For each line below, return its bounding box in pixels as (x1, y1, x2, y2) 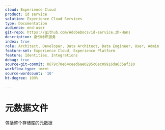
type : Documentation (5, 21, 48, 26)
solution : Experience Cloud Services (5, 16, 82, 21)
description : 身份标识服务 (5, 35, 56, 40)
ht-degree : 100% (5, 76, 38, 80)
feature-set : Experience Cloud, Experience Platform (5, 48, 115, 53)
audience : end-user (5, 26, 45, 30)
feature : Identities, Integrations (5, 52, 78, 58)
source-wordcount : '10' (5, 71, 54, 76)
